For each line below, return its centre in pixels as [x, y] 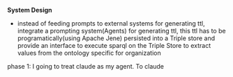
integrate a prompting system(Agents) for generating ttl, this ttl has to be [121, 31]
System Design [30, 10]
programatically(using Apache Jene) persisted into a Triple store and [116, 38]
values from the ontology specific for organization [89, 53]
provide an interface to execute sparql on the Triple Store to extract [114, 45]
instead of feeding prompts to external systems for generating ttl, [111, 23]
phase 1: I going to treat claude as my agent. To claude [86, 66]
